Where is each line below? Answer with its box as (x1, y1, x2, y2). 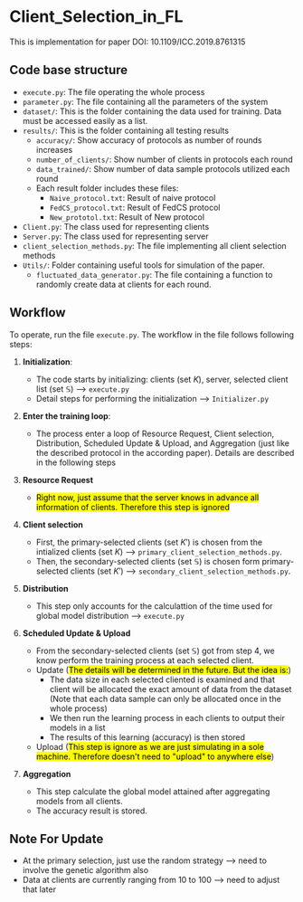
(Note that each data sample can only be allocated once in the (49, 693, 282, 704)
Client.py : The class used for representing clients (22, 221, 210, 232)
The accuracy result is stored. (35, 805, 147, 816)
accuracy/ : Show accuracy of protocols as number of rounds (35, 134, 262, 146)
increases (35, 144, 73, 155)
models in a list (49, 722, 106, 733)
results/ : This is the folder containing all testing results (22, 125, 229, 136)
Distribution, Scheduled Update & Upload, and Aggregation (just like (35, 437, 289, 449)
